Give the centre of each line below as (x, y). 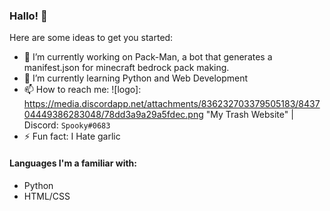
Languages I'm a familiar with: (73, 163)
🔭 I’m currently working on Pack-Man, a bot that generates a (148, 57)
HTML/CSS (47, 196)
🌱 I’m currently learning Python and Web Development (136, 78)
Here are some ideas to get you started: (91, 38)
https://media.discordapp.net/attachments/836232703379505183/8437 (172, 104)
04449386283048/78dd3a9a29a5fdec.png (113, 115)
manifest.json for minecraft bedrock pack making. (126, 68)
